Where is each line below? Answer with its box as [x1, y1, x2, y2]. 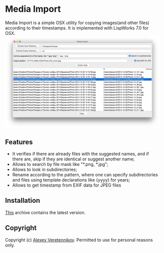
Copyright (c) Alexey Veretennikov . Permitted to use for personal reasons [5, 237, 153, 243]
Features [5, 138, 33, 146]
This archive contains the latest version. [5, 209, 86, 215]
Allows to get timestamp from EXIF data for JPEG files [12, 182, 121, 188]
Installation [5, 196, 40, 205]
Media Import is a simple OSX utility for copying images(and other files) [5, 20, 150, 26]
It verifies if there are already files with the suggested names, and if [12, 151, 149, 157]
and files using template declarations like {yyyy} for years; [12, 177, 130, 183]
